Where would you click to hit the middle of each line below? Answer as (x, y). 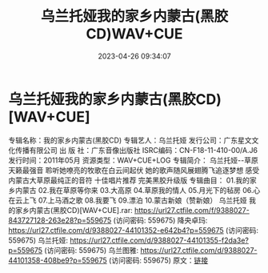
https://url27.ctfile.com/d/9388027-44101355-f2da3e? (160, 240)
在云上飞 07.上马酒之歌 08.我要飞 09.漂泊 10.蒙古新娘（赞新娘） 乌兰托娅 (128, 200)
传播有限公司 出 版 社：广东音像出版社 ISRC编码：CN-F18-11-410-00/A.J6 (136, 150)
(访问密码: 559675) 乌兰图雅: (91, 250)
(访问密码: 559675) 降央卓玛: (160, 220)
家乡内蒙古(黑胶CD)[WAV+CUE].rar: (74, 210)
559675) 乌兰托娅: (38, 240)
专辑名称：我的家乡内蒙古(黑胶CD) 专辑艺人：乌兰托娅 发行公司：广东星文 (130, 140)
